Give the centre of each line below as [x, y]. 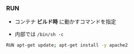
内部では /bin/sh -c [39, 34]
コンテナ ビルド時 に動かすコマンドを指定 [65, 22]
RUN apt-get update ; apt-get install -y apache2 [67, 45]
